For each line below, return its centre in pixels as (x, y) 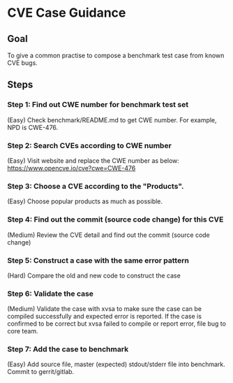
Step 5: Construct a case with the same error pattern (98, 260)
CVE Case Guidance (67, 13)
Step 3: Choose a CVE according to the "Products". (96, 186)
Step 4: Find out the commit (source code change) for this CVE (115, 219)
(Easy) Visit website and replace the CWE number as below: (93, 160)
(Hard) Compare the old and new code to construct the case (94, 275)
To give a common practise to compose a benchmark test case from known (116, 55)
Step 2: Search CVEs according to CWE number (90, 145)
